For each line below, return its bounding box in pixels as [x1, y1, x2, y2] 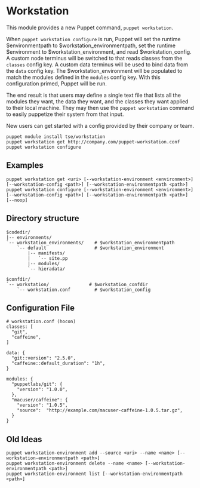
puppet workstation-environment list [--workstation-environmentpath [6, 471, 183, 477]
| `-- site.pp [27, 255, 68, 261]
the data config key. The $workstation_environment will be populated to [6, 67, 183, 74]
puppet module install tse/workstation [6, 133, 106, 140]
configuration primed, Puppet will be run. [6, 79, 107, 87]
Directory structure [6, 213, 79, 223]
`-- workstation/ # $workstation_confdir [6, 281, 148, 287]
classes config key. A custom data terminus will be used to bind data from [6, 61, 188, 68]
